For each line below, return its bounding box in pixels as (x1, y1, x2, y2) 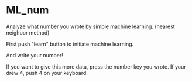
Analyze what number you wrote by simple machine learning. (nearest (6, 23, 175, 30)
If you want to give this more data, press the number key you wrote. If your (6, 63, 186, 70)
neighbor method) (6, 29, 50, 36)
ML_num (6, 4, 49, 17)
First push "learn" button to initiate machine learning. (6, 40, 134, 47)
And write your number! (6, 52, 63, 59)
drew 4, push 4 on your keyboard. (6, 69, 88, 76)
